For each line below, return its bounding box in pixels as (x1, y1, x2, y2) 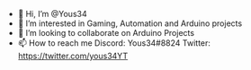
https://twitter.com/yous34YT (17, 50, 129, 61)
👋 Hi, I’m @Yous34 (17, 9, 87, 19)
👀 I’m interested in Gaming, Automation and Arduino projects (17, 18, 243, 29)
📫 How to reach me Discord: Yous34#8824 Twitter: (17, 38, 211, 48)
